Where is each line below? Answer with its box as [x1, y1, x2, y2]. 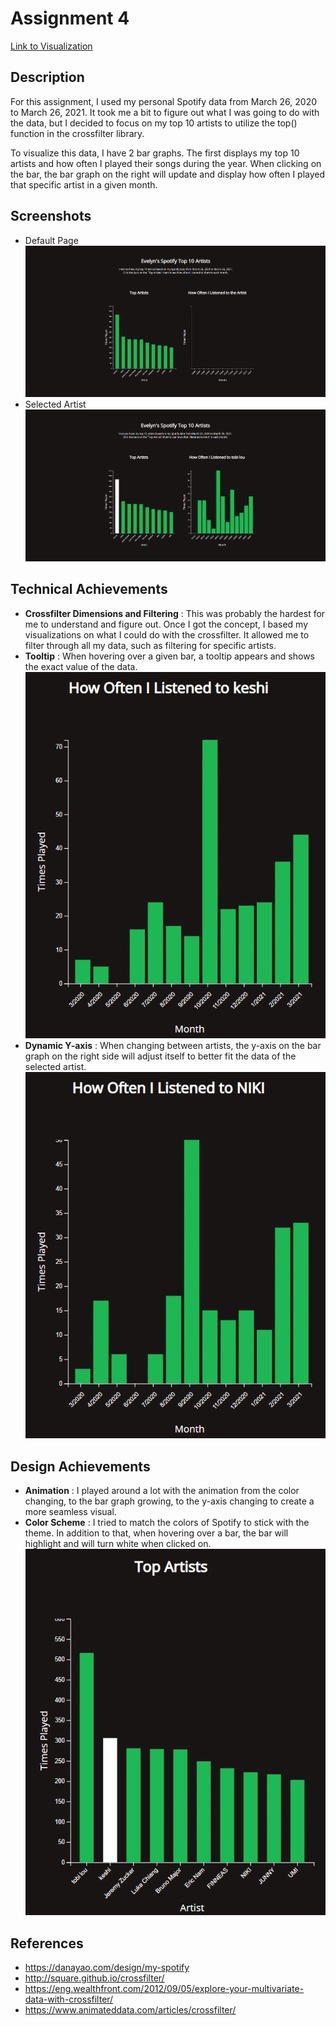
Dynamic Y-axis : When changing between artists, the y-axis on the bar [24, 1039, 322, 1051]
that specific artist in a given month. [10, 178, 158, 191]
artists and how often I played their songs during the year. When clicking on [10, 157, 322, 169]
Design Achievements [10, 1458, 151, 1475]
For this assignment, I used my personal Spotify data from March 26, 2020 [10, 95, 317, 107]
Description [10, 69, 85, 86]
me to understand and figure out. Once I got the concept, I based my [24, 618, 309, 630]
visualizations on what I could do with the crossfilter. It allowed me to [24, 628, 310, 641]
